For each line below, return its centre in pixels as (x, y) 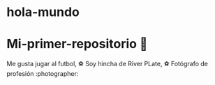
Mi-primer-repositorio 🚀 (77, 44)
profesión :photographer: (43, 74)
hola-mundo (43, 12)
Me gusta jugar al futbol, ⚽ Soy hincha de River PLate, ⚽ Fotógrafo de (107, 64)
